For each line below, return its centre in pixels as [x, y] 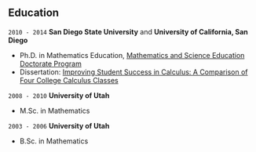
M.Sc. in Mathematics [55, 110]
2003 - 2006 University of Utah [59, 125]
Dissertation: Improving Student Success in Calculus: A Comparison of [133, 72]
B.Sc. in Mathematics [54, 141]
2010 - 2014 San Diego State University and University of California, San [128, 31]
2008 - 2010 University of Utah [59, 95]
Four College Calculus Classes [69, 80]
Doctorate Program [51, 63]
